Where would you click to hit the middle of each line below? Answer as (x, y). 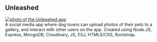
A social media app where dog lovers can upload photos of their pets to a (79, 24)
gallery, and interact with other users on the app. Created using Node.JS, (78, 29)
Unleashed (22, 8)
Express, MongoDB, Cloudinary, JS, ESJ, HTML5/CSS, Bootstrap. (70, 34)
